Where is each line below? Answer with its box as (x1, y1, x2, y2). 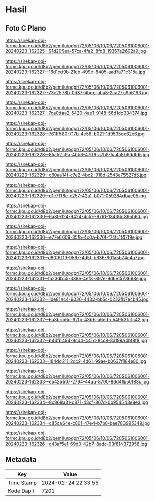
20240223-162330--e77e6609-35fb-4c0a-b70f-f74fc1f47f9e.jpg (5, 234, 143, 240)
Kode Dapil (8, 487, 34, 494)
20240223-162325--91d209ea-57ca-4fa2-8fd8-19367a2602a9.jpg (5, 48, 146, 54)
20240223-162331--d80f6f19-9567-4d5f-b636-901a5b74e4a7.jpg (5, 255, 145, 260)
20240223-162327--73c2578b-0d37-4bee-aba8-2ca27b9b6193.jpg (5, 90, 149, 95)
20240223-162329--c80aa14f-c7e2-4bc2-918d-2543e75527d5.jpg (5, 172, 147, 178)
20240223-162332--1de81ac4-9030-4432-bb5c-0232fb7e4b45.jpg (5, 296, 149, 302)
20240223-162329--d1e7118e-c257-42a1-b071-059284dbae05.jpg (5, 193, 146, 199)
